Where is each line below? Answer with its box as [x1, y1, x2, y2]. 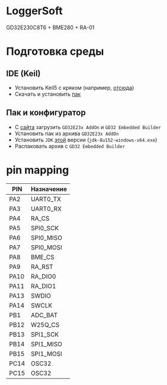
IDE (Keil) [6, 68, 41, 79]
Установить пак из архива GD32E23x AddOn [14, 130, 119, 137]
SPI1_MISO [30, 340, 62, 348]
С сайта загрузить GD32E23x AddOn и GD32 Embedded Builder [14, 123, 162, 130]
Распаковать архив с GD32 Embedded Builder [14, 142, 126, 149]
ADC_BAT [30, 311, 58, 319]
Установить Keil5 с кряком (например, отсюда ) [14, 84, 134, 91]
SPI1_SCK [30, 330, 59, 339]
